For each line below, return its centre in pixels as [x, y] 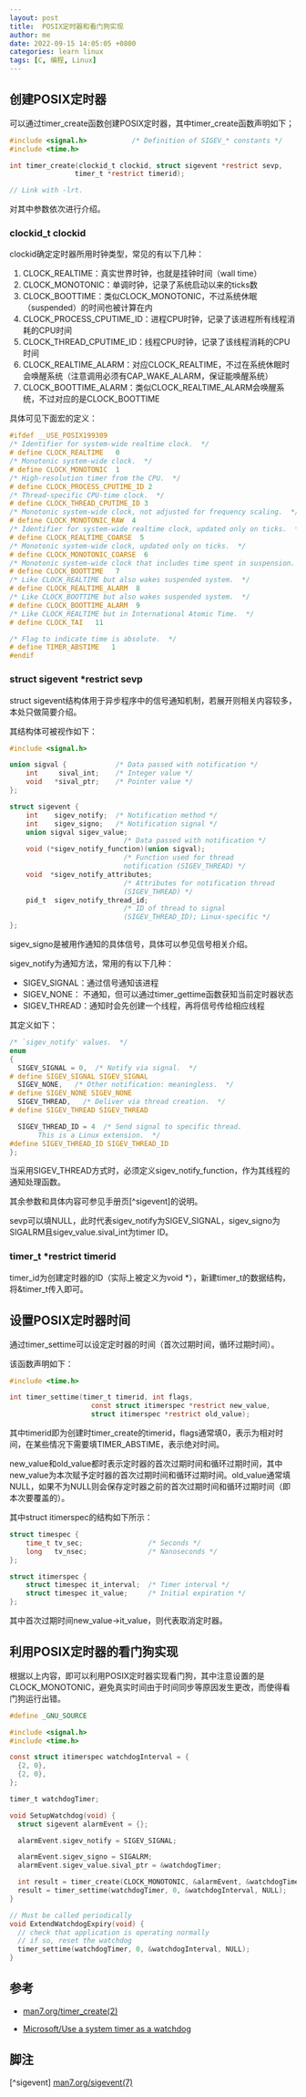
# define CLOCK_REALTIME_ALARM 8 [75, 589]
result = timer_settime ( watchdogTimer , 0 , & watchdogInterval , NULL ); [152, 1891]
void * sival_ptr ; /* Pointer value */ [110, 782]
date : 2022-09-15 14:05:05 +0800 [73, 43]
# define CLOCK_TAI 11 [56, 622]
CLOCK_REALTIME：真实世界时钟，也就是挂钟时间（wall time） [142, 274]
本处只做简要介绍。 [46, 712]
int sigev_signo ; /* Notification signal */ [122, 824]
